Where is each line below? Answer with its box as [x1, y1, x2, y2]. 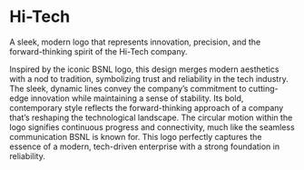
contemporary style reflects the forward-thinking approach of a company [9, 102, 284, 113]
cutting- [248, 83, 279, 94]
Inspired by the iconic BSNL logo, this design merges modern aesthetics [9, 64, 279, 75]
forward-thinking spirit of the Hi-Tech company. [9, 45, 188, 56]
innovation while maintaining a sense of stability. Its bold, [30, 93, 244, 104]
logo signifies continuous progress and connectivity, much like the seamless [9, 121, 295, 133]
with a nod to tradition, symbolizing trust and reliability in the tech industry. [9, 73, 289, 84]
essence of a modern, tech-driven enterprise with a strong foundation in [9, 141, 279, 152]
